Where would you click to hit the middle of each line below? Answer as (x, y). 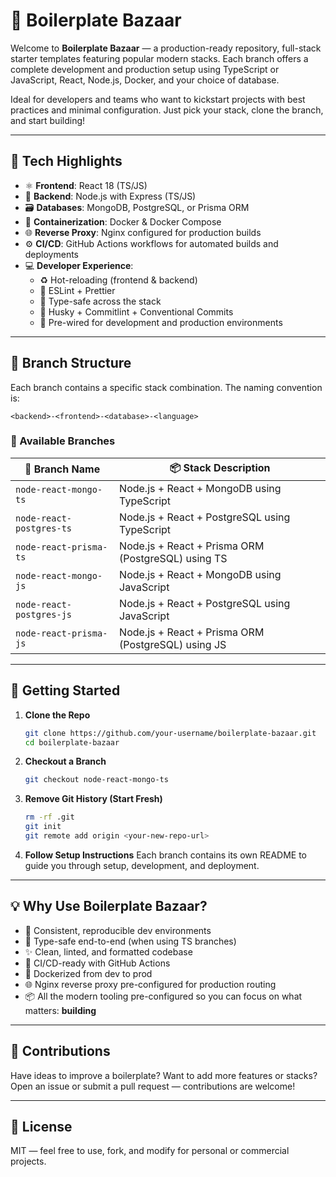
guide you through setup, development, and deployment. (142, 865)
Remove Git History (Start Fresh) (93, 799)
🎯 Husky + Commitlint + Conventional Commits (136, 311)
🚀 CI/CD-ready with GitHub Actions (97, 963)
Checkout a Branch (65, 761)
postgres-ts (44, 528)
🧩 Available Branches (63, 441)
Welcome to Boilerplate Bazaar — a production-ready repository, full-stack (166, 48)
